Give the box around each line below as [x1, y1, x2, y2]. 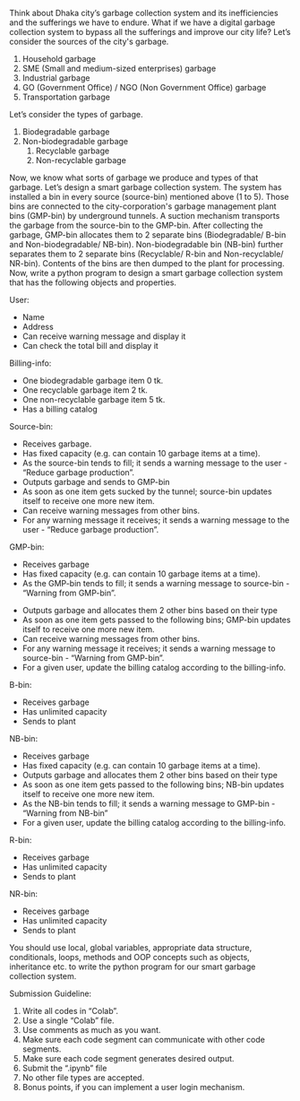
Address [21, 322, 54, 332]
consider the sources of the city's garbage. [9, 36, 169, 47]
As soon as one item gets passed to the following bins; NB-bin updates [21, 779, 285, 790]
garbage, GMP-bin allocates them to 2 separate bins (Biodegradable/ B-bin [9, 230, 287, 240]
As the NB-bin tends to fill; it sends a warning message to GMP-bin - [21, 798, 276, 809]
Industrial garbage [21, 73, 90, 83]
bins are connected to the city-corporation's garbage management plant [9, 201, 277, 212]
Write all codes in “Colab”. [21, 1006, 119, 1016]
